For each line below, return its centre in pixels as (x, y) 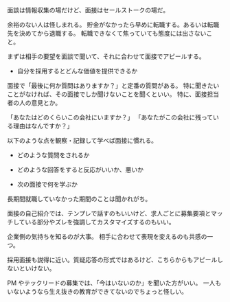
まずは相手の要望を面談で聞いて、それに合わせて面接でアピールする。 (106, 56)
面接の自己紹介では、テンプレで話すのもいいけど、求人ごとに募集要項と (109, 213)
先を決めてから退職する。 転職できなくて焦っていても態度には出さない (107, 33)
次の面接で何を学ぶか (47, 184)
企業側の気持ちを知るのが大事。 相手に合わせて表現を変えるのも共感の (107, 236)
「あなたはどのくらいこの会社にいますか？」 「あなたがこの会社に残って (110, 117)
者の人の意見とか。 (34, 103)
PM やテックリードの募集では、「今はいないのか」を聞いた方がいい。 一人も (114, 283)
